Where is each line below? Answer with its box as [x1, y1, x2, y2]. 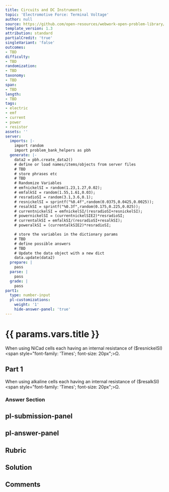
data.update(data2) [14, 255, 55, 260]
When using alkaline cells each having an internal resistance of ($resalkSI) [5, 378, 159, 384]
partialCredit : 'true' [5, 36, 53, 41]
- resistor [5, 124, 28, 129]
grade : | [10, 278, 28, 284]
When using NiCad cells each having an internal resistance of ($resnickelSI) [5, 345, 162, 351]
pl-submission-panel [5, 411, 73, 420]
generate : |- [10, 153, 37, 158]
